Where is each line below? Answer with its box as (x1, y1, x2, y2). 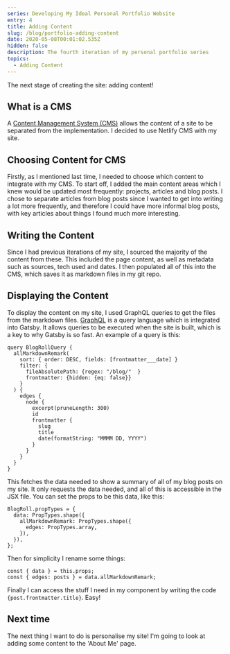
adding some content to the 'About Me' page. (7, 639, 136, 647)
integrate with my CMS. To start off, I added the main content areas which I (7, 180, 222, 188)
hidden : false (7, 42, 48, 49)
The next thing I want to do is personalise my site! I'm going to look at (7, 632, 206, 640)
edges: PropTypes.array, (25, 524, 98, 531)
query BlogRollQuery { (7, 344, 73, 351)
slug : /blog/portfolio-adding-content (7, 29, 119, 37)
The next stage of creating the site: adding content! (7, 80, 154, 89)
